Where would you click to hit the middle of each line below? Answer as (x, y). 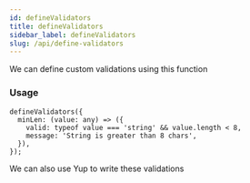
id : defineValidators (50, 18)
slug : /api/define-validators (67, 43)
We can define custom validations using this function (109, 69)
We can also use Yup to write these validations (97, 168)
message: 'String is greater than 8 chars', (111, 136)
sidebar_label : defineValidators (73, 35)
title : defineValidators (56, 26)
